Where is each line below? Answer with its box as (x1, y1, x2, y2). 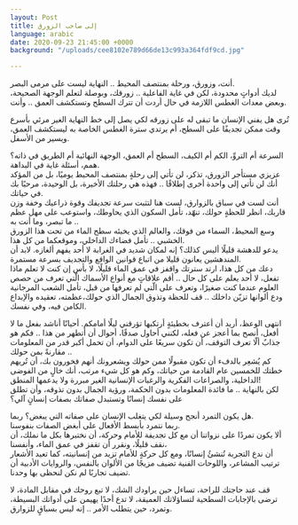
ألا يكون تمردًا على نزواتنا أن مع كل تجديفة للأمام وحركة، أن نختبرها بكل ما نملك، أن (10, 429, 282, 440)
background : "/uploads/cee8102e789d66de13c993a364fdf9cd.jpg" (10, 46, 245, 55)
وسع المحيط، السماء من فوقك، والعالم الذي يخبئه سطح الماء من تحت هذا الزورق (10, 225, 276, 236)
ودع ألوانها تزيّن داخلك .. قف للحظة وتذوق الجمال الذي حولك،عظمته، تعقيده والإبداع (10, 292, 283, 302)
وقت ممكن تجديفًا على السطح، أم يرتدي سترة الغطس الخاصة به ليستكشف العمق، (10, 123, 281, 134)
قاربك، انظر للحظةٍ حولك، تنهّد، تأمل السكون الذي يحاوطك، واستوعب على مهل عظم (10, 207, 286, 217)
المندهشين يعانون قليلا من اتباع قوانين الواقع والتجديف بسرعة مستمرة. (10, 254, 242, 264)
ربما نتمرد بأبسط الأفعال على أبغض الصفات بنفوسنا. (10, 420, 181, 431)
